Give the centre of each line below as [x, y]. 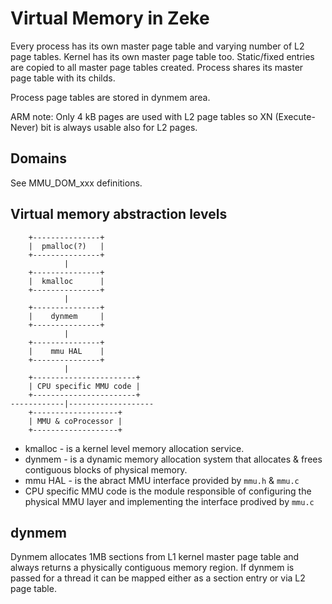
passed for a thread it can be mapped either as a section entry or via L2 [158, 578]
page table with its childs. [63, 78]
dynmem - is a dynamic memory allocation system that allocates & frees [173, 459]
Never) [24, 127]
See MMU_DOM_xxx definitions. [76, 183]
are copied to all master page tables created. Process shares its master [157, 67]
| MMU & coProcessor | [75, 421]
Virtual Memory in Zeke [110, 18]
